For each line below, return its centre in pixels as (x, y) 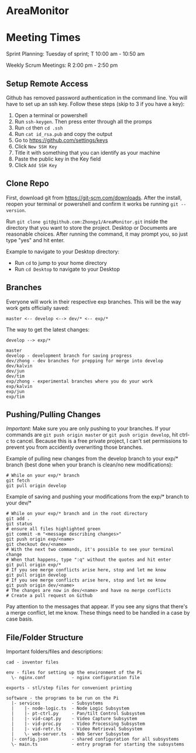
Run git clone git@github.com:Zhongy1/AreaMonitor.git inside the (87, 222)
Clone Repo (27, 184)
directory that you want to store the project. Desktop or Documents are (92, 227)
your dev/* (19, 503)
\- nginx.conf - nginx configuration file (76, 678)
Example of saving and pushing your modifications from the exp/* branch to (97, 497)
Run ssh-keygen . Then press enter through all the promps (83, 121)
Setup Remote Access (47, 84)
